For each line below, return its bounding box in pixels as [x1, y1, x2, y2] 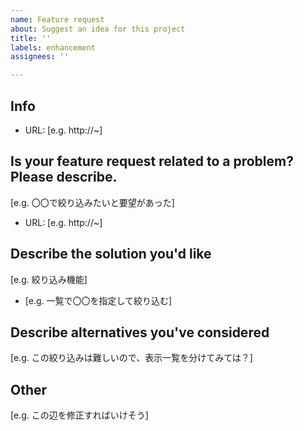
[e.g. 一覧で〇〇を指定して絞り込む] [24, 294, 173, 306]
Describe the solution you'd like [10, 246, 212, 263]
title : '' [10, 33, 52, 43]
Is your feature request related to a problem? [10, 153, 294, 170]
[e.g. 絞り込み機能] [10, 273, 88, 285]
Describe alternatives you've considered [10, 324, 270, 341]
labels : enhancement [10, 42, 97, 53]
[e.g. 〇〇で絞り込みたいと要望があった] [10, 196, 175, 208]
